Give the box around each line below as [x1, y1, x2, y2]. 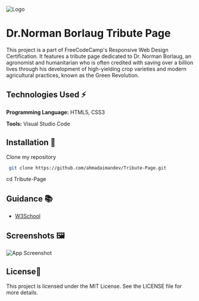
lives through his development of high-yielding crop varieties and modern [6, 65, 186, 72]
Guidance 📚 [6, 193, 53, 204]
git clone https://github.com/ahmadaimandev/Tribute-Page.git [8, 165, 167, 171]
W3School [14, 213, 41, 220]
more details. [6, 288, 39, 296]
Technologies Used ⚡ [6, 90, 86, 100]
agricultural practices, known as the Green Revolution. [6, 72, 139, 79]
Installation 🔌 [6, 137, 56, 148]
